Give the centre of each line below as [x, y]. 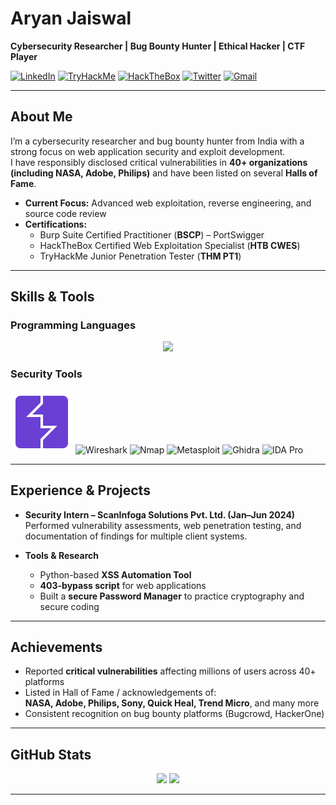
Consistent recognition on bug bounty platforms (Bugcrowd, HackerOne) [174, 714]
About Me [41, 117]
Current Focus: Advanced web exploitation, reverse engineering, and [168, 203]
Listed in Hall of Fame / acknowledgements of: [120, 693]
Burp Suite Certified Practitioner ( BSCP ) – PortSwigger [152, 234]
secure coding [69, 606]
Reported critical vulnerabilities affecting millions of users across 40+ [170, 671]
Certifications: [56, 224]
